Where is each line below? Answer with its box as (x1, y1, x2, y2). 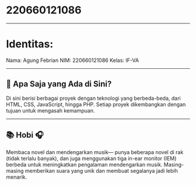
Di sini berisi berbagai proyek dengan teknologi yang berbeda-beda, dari (6, 95, 181, 102)
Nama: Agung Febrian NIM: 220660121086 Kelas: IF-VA (6, 57, 139, 64)
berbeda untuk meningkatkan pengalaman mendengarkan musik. (6, 161, 163, 168)
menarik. (6, 173, 27, 180)
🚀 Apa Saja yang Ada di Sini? (6, 79, 112, 89)
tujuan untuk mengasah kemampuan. (6, 107, 95, 114)
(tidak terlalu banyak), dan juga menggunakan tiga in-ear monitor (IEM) (6, 155, 177, 162)
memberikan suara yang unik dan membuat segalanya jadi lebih (24, 167, 178, 174)
